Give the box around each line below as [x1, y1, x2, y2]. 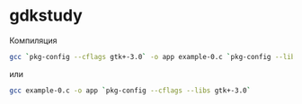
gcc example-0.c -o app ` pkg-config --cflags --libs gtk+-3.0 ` [9, 86, 252, 95]
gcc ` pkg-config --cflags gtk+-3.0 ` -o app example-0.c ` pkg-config [9, 52, 271, 61]
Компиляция [9, 35, 58, 46]
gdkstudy [9, 5, 83, 26]
